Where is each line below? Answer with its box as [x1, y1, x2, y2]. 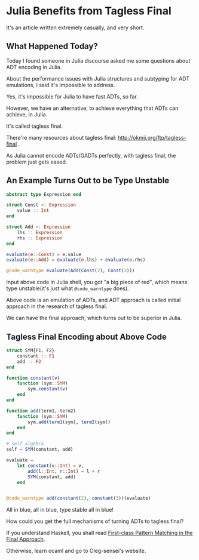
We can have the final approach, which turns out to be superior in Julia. [6, 315, 182, 322]
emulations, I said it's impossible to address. [6, 81, 115, 88]
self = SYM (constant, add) [6, 447, 74, 453]
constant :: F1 [17, 353, 55, 359]
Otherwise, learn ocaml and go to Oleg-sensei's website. [6, 547, 146, 555]
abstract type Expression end [6, 191, 82, 198]
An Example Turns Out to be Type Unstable [6, 176, 170, 186]
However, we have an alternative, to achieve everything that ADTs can [6, 104, 179, 112]
